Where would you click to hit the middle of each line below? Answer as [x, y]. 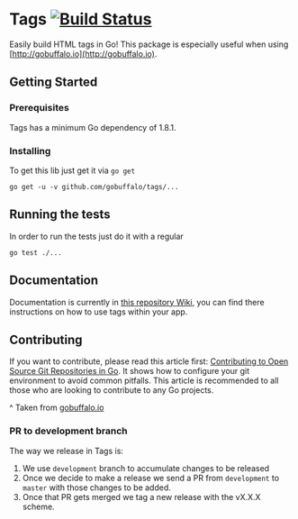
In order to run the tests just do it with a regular [97, 236]
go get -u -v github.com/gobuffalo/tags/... [94, 187]
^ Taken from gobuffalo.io [57, 408]
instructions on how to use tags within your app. [99, 312]
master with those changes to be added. [96, 487]
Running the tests [60, 215]
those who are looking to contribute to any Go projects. [112, 390]
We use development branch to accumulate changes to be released [146, 468]
